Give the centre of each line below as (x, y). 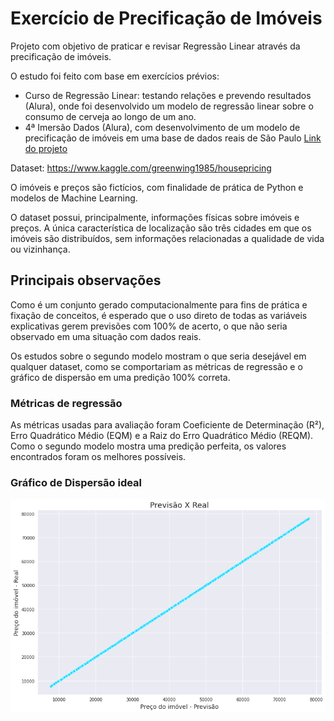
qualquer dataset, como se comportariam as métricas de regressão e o (156, 366)
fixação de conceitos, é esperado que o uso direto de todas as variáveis (159, 315)
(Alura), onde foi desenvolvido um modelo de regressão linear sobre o (169, 106)
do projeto (46, 148)
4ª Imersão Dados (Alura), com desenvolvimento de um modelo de (162, 127)
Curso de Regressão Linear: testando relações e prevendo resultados (168, 95)
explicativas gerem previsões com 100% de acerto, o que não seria (149, 326)
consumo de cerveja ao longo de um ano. (110, 116)
